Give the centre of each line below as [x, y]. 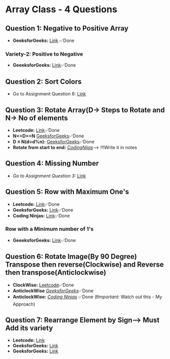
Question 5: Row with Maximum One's [67, 192]
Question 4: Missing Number [52, 164]
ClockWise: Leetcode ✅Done [43, 285]
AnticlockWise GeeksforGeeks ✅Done [53, 291]
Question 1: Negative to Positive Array [67, 28]
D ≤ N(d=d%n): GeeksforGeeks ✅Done [53, 141]
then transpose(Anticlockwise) [56, 272]
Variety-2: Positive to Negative [44, 54]
